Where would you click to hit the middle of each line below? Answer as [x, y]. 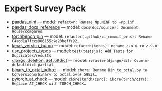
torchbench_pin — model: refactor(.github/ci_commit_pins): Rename [81, 36]
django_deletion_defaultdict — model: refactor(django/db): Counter [81, 60]
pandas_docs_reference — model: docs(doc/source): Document [75, 27]
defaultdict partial [32, 65]
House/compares [27, 31]
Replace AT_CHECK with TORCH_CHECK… [49, 83]
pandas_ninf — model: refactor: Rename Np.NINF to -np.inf [73, 22]
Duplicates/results [31, 55]
